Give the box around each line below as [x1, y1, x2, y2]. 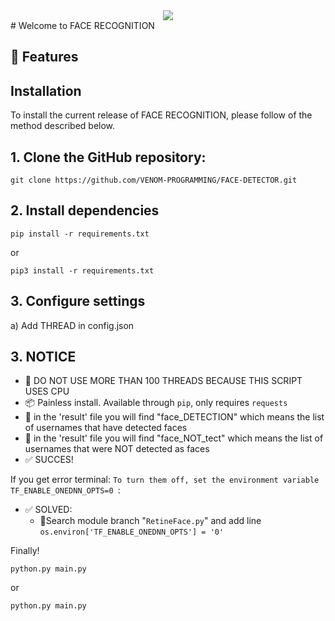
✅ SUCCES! [24, 454, 74, 466]
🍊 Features [10, 49, 79, 66]
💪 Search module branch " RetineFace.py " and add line [39, 515, 262, 527]
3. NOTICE [10, 349, 77, 366]
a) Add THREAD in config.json [10, 319, 135, 331]
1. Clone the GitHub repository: [10, 149, 207, 166]
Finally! [10, 545, 40, 557]
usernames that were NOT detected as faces [24, 443, 210, 455]
